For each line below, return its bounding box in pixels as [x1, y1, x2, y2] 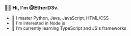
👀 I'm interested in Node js [11, 20, 66, 26]
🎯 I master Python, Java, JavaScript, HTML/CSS [11, 15, 109, 21]
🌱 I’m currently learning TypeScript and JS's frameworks [11, 25, 127, 31]
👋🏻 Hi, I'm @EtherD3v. [4, 4, 59, 11]
